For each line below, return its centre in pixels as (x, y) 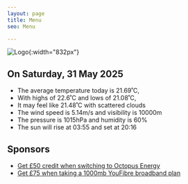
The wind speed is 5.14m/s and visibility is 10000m (89, 113)
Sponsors (28, 149)
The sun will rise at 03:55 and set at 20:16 (77, 127)
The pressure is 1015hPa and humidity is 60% (82, 120)
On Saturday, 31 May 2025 (65, 74)
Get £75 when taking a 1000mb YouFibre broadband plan (99, 173)
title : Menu (24, 20)
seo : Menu (22, 26)
